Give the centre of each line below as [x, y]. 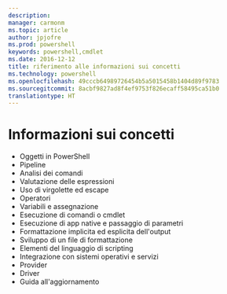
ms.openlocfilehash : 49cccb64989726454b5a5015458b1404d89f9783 [114, 81]
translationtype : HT [42, 96]
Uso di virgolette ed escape [64, 190]
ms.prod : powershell [42, 45]
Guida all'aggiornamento [59, 282]
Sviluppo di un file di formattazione [76, 240]
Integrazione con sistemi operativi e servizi [89, 257]
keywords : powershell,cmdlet [56, 52]
